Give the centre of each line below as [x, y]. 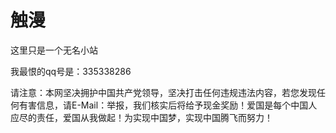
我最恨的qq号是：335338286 [71, 71]
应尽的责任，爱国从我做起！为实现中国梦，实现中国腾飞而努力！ [141, 117]
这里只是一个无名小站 [54, 50]
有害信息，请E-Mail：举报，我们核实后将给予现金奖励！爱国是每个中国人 [168, 105]
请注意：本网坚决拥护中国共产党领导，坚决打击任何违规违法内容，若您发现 [163, 92]
